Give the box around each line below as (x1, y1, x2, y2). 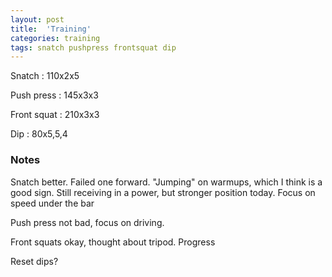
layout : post (10, 14, 65, 25)
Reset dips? (10, 255, 59, 267)
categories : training (10, 33, 101, 43)
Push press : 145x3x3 (10, 89, 99, 101)
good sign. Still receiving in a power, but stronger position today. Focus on (10, 186, 316, 198)
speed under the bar (10, 197, 95, 209)
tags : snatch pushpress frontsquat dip (10, 42, 177, 53)
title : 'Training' (10, 24, 92, 34)
